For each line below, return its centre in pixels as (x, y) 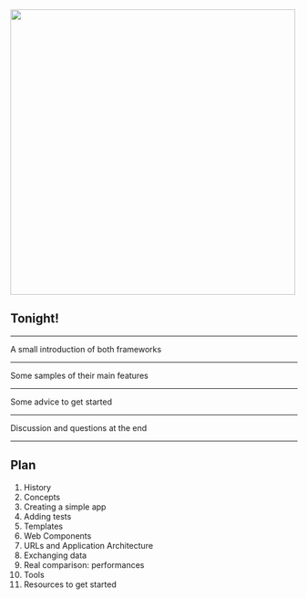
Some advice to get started (61, 402)
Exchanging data (55, 555)
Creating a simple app (65, 507)
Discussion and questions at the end (79, 427)
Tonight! (35, 319)
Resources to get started (70, 584)
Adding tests (47, 516)
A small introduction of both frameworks (86, 349)
